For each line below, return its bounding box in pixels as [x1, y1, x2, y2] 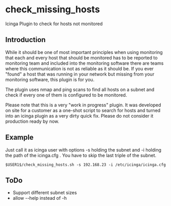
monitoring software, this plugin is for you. [5, 76, 95, 83]
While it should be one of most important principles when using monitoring [5, 49, 163, 55]
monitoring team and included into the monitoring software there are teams [5, 60, 164, 66]
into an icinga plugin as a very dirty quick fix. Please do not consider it [5, 113, 154, 119]
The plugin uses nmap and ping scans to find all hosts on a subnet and [5, 86, 155, 92]
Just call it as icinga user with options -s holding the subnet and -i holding [5, 146, 162, 153]
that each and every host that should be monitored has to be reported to [5, 54, 158, 61]
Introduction [5, 35, 46, 44]
